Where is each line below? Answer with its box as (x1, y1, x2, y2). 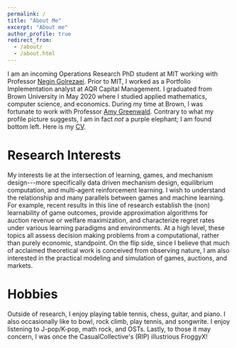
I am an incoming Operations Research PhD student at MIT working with (7, 69, 219, 78)
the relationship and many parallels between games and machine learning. (7, 193, 225, 202)
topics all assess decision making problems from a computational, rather (7, 231, 220, 239)
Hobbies (7, 286, 58, 302)
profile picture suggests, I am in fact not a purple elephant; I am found (7, 114, 211, 123)
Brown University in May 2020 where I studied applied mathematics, (7, 92, 207, 100)
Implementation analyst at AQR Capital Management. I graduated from (7, 85, 213, 93)
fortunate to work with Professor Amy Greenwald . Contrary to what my (7, 107, 214, 116)
